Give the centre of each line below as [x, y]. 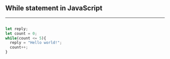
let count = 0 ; [21, 33]
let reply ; [17, 29]
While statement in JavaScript [54, 8]
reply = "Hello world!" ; [36, 43]
